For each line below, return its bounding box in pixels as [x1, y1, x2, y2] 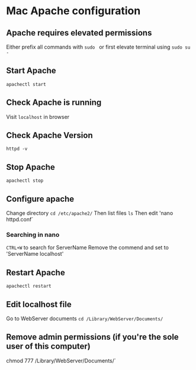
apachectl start [6, 81, 46, 87]
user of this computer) [6, 342, 91, 352]
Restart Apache [6, 268, 65, 278]
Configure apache [6, 194, 75, 204]
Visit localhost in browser [6, 113, 70, 120]
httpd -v [6, 146, 28, 152]
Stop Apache [6, 162, 55, 172]
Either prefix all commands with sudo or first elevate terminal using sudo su [6, 43, 191, 50]
